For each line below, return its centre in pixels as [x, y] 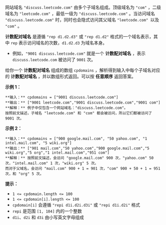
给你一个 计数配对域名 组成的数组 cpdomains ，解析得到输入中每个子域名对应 [83, 70]
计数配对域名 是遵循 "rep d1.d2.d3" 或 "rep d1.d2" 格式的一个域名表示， [79, 37]
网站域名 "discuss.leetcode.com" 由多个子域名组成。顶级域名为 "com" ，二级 [83, 7]
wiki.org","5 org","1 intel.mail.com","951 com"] [57, 153]
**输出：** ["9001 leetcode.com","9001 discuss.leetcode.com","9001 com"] [83, 103]
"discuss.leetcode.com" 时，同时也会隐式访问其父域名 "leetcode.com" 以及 [82, 20]
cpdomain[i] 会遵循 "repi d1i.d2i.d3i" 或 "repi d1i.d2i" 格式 [76, 205]
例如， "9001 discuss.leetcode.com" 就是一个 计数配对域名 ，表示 [79, 53]
